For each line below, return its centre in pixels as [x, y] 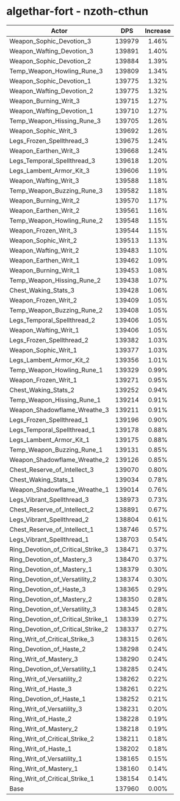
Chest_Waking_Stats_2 [42, 389]
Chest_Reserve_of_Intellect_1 [52, 529]
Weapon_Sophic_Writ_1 [43, 350]
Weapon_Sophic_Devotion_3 [50, 41]
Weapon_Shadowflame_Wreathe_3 [59, 410]
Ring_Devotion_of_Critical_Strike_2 [59, 629]
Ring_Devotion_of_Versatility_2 [53, 579]
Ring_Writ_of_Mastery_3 [44, 659]
